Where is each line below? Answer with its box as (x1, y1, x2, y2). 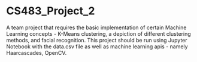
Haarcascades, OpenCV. (6, 49, 67, 56)
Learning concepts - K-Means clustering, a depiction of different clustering (6, 30, 192, 37)
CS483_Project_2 (6, 4, 95, 18)
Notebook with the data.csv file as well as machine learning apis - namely (6, 43, 188, 50)
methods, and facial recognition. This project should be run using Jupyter (6, 36, 187, 44)
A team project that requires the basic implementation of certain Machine (6, 24, 187, 31)
